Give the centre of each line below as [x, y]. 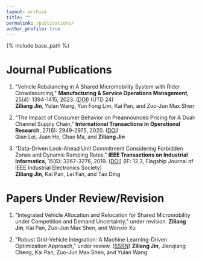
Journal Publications [59, 70]
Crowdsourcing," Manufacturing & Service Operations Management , [102, 93]
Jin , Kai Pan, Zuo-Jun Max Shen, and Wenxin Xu [75, 228]
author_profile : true [33, 29]
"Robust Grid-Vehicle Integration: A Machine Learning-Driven [91, 240]
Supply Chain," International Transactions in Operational [109, 124]
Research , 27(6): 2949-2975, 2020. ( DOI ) [67, 131]
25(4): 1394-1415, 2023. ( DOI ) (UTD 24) [64, 99]
